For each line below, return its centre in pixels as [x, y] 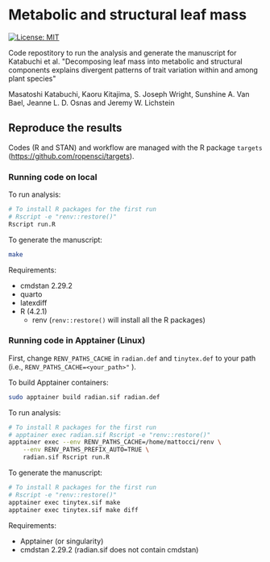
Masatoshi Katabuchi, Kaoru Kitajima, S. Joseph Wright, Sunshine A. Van [129, 94]
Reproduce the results [65, 128]
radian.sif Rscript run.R [66, 457]
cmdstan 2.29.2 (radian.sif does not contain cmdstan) [109, 549]
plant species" [32, 78]
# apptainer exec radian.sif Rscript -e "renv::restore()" [110, 435]
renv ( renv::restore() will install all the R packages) [118, 319]
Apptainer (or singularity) [62, 541]
